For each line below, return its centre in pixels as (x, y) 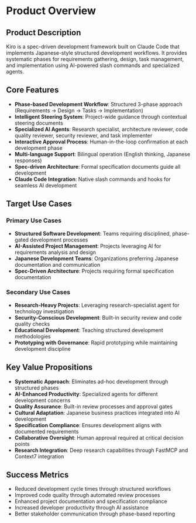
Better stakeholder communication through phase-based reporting (95, 514)
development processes (59, 240)
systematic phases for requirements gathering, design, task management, (95, 59)
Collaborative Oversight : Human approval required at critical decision (99, 437)
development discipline (43, 348)
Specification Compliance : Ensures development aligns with (88, 425)
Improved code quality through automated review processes (87, 495)
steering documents (39, 123)
